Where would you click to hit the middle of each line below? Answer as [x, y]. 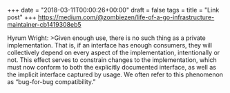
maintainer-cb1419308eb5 [44, 24]
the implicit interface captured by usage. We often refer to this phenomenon [115, 74]
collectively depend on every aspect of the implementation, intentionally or [114, 52]
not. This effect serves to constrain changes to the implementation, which [112, 60]
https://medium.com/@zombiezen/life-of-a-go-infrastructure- [126, 17]
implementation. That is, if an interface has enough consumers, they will [110, 45]
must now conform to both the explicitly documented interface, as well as [112, 67]
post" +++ [22, 17]
